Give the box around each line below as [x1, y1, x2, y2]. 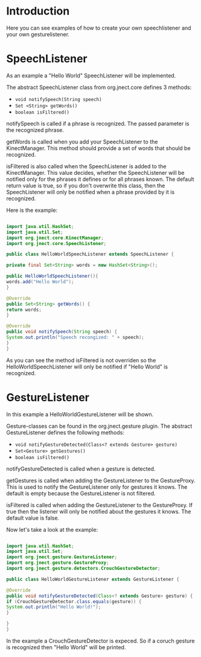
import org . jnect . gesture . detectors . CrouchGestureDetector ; [6, 566, 161, 572]
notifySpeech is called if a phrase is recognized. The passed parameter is [6, 120, 190, 127]
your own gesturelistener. [6, 30, 70, 38]
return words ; [6, 307, 42, 313]
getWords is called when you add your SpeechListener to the [6, 138, 158, 145]
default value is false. [6, 514, 59, 521]
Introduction [6, 4, 70, 18]
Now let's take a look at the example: [6, 526, 98, 533]
